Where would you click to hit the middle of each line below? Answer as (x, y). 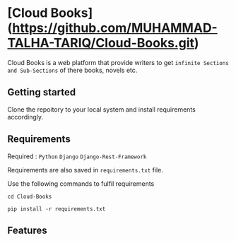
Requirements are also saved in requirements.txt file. (85, 170)
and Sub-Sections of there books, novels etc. (72, 70)
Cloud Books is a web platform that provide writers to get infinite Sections (118, 62)
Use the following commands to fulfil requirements (81, 183)
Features (27, 230)
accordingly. (25, 117)
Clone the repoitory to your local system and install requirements (101, 109)
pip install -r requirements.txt (57, 209)
